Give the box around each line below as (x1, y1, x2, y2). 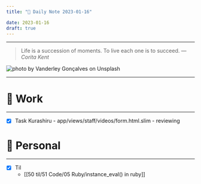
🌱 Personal (6, 138, 61, 152)
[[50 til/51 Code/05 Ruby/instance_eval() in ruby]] (23, 171, 145, 178)
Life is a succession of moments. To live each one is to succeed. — (20, 47, 187, 55)
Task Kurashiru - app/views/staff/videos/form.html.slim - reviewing (14, 117, 181, 125)
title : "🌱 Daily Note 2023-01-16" (6, 8, 93, 15)
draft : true (6, 25, 36, 31)
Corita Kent (20, 53, 50, 61)
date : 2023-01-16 (6, 19, 50, 26)
